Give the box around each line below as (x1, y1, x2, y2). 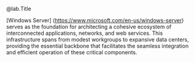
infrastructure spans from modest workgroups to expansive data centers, (6, 36, 190, 43)
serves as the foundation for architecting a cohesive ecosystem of (6, 23, 171, 30)
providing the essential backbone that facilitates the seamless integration (6, 42, 189, 49)
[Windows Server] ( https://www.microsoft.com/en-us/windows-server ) (6, 17, 184, 23)
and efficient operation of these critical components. (6, 49, 137, 56)
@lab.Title (6, 5, 31, 12)
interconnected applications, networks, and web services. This (6, 29, 164, 37)
